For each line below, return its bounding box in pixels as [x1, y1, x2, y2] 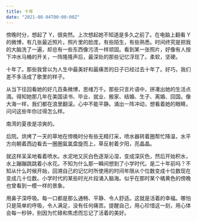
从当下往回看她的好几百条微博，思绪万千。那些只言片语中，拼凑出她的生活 [6, 85, 186, 92]
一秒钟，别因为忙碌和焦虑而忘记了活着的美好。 [16, 209, 130, 216]
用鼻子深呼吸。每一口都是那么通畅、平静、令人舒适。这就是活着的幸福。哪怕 [6, 194, 191, 201]
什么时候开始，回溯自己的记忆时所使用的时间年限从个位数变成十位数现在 [16, 167, 191, 174]
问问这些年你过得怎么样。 [6, 107, 68, 115]
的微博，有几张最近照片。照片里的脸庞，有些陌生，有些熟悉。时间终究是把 [6, 38, 186, 45]
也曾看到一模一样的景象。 [6, 182, 68, 189]
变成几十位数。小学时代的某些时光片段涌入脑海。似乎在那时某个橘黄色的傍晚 [6, 174, 191, 181]
